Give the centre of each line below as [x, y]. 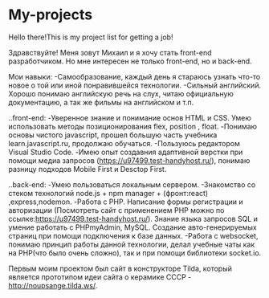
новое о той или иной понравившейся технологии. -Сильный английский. [135, 85]
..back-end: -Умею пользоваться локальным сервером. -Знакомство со [132, 184]
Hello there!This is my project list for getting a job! [91, 37]
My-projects [51, 15]
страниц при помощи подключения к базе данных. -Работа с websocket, [133, 235]
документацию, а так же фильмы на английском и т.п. [101, 102]
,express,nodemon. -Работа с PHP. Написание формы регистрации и [126, 202]
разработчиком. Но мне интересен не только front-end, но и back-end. [130, 61]
